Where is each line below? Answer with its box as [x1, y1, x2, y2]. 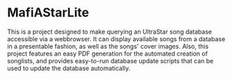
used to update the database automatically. [7, 64, 131, 72]
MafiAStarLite [7, 5, 89, 21]
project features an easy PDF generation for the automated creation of [7, 49, 208, 58]
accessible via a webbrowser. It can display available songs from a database [7, 34, 226, 43]
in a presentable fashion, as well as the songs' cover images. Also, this [7, 42, 209, 50]
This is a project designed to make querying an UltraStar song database [7, 27, 213, 36]
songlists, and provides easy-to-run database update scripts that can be [7, 56, 214, 65]
